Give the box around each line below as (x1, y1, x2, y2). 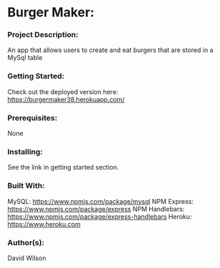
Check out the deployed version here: (7, 87, 119, 96)
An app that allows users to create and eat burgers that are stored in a (7, 46, 214, 54)
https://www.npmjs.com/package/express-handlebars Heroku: (7, 212, 192, 221)
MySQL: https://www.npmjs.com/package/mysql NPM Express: (7, 197, 194, 205)
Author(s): (7, 237, 45, 247)
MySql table (7, 53, 43, 62)
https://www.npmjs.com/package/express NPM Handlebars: (7, 205, 185, 213)
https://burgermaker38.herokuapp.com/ (7, 95, 125, 103)
